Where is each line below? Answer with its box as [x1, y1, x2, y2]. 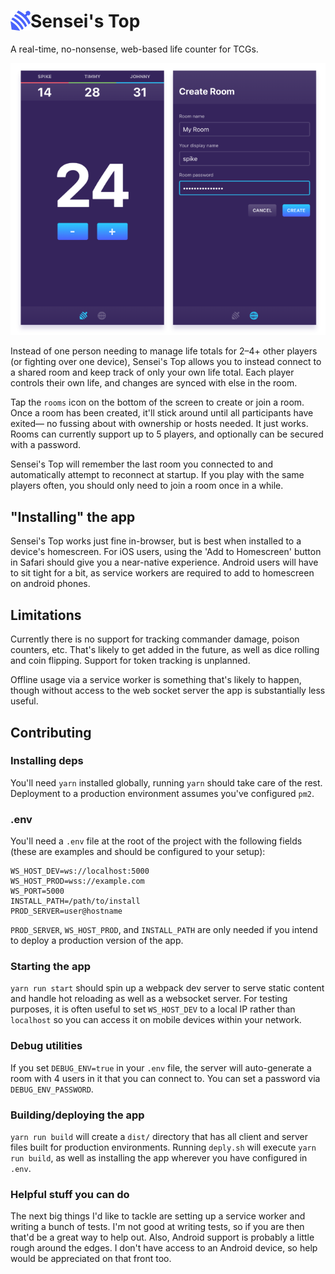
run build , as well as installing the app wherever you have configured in [10, 1151, 308, 1164]
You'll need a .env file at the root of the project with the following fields [10, 835, 303, 847]
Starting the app [10, 960, 92, 974]
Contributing [10, 724, 92, 741]
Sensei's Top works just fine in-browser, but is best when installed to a [10, 535, 302, 547]
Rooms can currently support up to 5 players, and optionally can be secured [10, 428, 324, 440]
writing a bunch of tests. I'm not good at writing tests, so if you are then [10, 1221, 305, 1233]
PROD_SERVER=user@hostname [10, 906, 123, 917]
